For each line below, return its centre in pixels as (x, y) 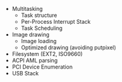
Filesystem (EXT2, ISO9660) (47, 54)
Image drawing (30, 35)
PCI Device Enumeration (42, 67)
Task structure (39, 15)
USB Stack (25, 73)
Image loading (39, 41)
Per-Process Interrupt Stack (56, 22)
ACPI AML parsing (35, 60)
